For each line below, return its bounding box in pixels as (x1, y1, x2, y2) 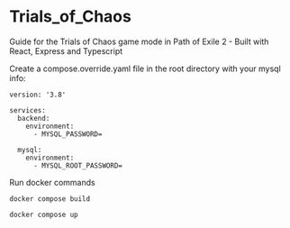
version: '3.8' (9, 90, 67, 99)
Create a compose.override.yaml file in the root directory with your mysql (9, 63, 281, 74)
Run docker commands (9, 177, 96, 187)
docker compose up (9, 210, 78, 219)
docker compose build (9, 194, 91, 204)
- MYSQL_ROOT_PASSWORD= (32, 160, 123, 170)
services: (9, 105, 47, 114)
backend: (17, 114, 50, 123)
